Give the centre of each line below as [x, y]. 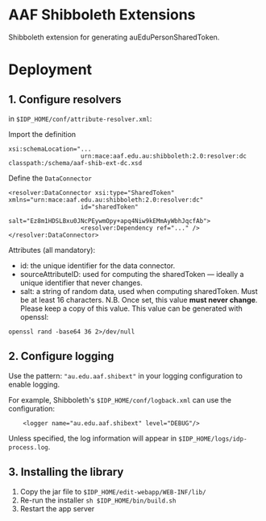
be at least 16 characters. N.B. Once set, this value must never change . [139, 300]
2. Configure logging [61, 356]
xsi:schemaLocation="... [50, 149]
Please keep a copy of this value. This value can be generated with [131, 308]
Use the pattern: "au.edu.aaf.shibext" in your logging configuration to [126, 375]
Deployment [50, 70]
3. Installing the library [66, 472]
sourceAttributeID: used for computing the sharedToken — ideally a [132, 274]
